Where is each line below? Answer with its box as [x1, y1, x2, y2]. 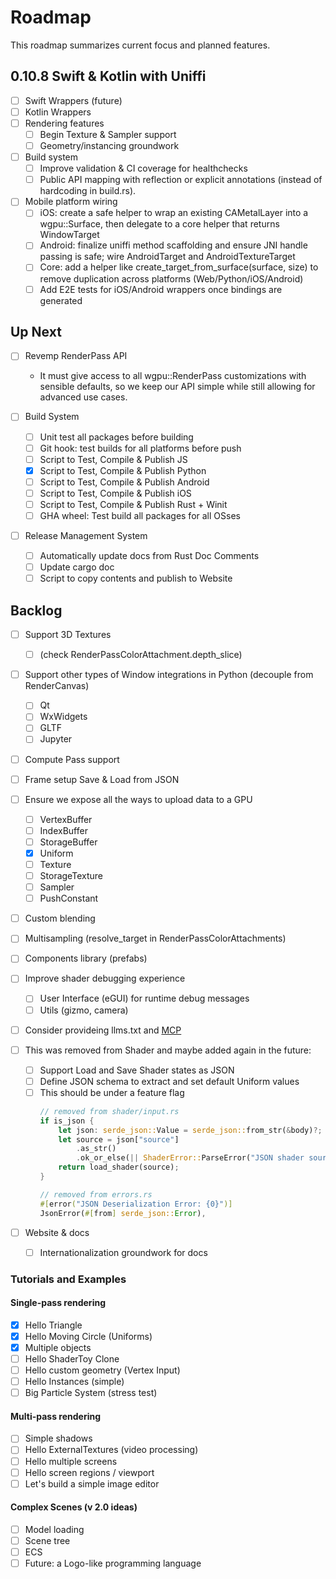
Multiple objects [24, 1341, 92, 1353]
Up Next [10, 323, 62, 340]
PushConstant [39, 892, 99, 905]
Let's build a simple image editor [24, 1477, 160, 1490]
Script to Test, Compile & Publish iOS [39, 487, 192, 499]
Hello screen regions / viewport [24, 1466, 155, 1478]
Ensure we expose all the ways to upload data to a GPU [24, 793, 253, 805]
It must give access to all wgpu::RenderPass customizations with [39, 370, 307, 382]
